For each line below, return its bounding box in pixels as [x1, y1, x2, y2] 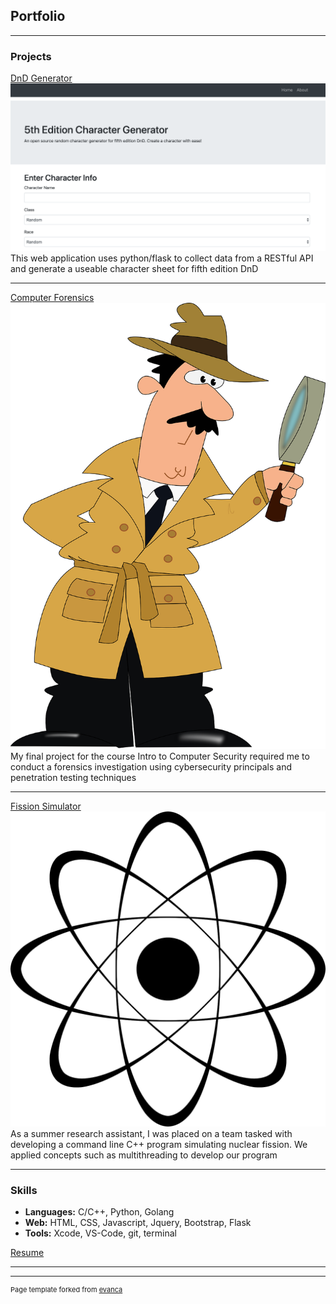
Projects [10, 49, 52, 63]
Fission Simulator [10, 800, 82, 813]
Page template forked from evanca [10, 1285, 123, 1295]
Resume [10, 1247, 45, 1259]
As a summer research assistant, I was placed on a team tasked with [10, 1128, 293, 1140]
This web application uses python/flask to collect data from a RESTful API [10, 252, 314, 264]
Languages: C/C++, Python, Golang [24, 1206, 175, 1218]
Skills [10, 1184, 38, 1198]
